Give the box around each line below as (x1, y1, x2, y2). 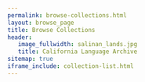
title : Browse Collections (7, 26, 96, 34)
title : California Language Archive (17, 48, 138, 55)
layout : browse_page (7, 19, 75, 27)
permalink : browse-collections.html (7, 11, 127, 20)
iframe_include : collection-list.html (7, 62, 134, 70)
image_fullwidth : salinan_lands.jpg (17, 41, 138, 48)
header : (7, 33, 33, 41)
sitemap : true (7, 55, 54, 63)
